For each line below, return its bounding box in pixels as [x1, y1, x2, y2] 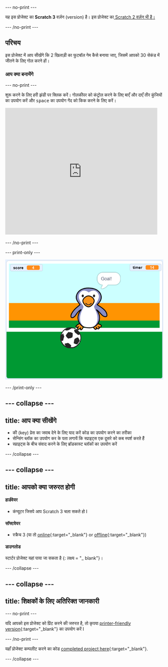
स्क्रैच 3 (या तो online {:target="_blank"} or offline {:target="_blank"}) [12, 532, 147, 538]
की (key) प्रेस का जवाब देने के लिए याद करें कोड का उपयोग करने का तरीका [12, 430, 132, 436]
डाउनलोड [5, 543, 21, 550]
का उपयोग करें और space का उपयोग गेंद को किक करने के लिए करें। [5, 98, 116, 104]
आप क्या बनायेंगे [5, 71, 34, 78]
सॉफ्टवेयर [5, 520, 21, 526]
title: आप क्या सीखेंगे [5, 416, 57, 425]
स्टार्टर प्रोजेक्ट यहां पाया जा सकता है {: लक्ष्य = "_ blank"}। [5, 555, 103, 561]
